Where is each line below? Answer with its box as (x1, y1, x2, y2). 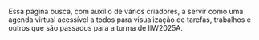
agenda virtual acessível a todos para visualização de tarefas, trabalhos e (8, 15, 251, 24)
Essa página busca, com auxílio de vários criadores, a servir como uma (8, 7, 244, 16)
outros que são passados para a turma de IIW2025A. (8, 24, 183, 32)
